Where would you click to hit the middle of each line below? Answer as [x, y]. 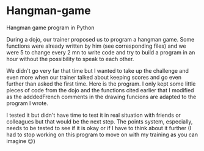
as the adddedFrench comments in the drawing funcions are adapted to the [101, 97]
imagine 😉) [21, 141]
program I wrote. [27, 103]
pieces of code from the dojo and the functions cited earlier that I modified [100, 90]
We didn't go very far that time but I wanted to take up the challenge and [98, 70]
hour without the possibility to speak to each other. [70, 59]
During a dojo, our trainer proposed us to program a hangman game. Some [100, 39]
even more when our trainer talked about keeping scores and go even [94, 77]
